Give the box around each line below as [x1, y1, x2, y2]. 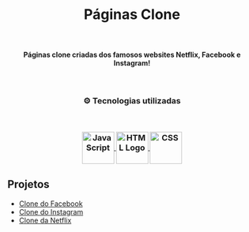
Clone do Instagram [18, 207, 84, 216]
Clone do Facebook [18, 199, 84, 208]
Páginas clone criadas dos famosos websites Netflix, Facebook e [23, 50, 241, 59]
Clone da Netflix [18, 215, 72, 225]
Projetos [7, 178, 50, 191]
